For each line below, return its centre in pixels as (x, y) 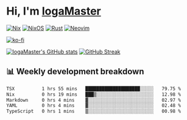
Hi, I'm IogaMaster (54, 11)
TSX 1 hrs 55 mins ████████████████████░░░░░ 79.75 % (94, 89)
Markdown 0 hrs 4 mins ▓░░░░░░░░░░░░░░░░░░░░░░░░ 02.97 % (94, 100)
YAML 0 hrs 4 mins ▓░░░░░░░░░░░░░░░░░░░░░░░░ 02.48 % (94, 106)
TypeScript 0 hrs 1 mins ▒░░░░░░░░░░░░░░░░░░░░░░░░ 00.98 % (94, 111)
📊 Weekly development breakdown (75, 72)
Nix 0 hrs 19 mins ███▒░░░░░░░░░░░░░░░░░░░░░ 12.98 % (94, 94)
